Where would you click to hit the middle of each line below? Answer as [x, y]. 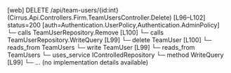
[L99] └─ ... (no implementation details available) [78, 62]
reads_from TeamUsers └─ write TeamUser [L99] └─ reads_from [101, 47]
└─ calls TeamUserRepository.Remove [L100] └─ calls [85, 32]
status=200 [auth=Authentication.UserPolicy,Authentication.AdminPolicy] [113, 25]
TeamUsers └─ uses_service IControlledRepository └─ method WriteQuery [115, 55]
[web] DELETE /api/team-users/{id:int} [63, 10]
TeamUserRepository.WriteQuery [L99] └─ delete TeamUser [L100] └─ [110, 40]
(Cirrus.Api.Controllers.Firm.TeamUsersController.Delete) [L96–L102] [106, 18]
